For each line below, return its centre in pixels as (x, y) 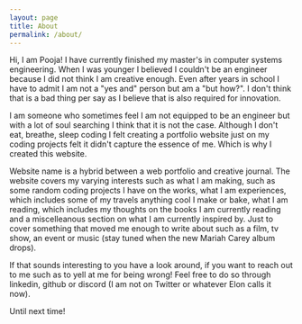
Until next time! (37, 311)
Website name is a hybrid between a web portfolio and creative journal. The (150, 171)
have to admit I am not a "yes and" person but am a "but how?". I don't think (150, 89)
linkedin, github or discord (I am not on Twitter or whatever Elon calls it (141, 284)
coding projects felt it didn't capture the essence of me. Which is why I (141, 144)
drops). (23, 247)
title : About (34, 26)
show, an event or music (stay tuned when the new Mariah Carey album (142, 238)
